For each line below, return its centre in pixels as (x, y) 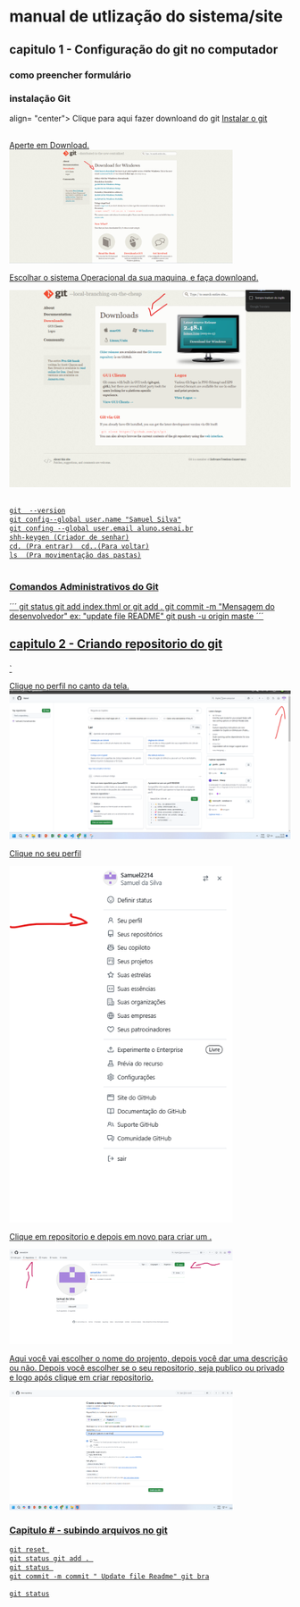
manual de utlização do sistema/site (146, 17)
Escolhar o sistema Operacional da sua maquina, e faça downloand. (134, 278)
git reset (28, 1550)
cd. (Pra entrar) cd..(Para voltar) (79, 547)
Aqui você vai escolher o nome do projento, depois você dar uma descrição (149, 1359)
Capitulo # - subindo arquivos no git (88, 1530)
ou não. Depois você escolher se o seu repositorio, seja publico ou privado (147, 1368)
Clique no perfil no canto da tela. (69, 686)
